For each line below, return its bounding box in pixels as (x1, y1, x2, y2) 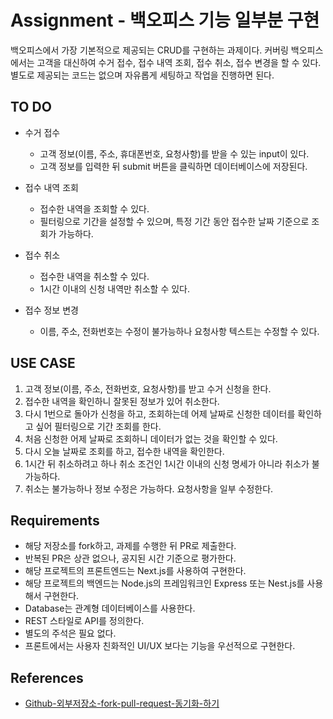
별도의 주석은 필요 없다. (24, 627, 117, 640)
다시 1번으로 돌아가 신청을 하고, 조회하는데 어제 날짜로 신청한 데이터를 (24, 407, 296, 420)
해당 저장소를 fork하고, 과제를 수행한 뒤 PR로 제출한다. (24, 540, 237, 552)
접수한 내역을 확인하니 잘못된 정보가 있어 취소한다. (24, 395, 220, 407)
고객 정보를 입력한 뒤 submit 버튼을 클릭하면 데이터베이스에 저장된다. (39, 160, 308, 172)
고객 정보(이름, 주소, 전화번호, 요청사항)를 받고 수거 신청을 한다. (24, 382, 272, 395)
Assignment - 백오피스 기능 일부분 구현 (10, 9, 320, 32)
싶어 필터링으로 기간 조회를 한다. (35, 420, 162, 432)
